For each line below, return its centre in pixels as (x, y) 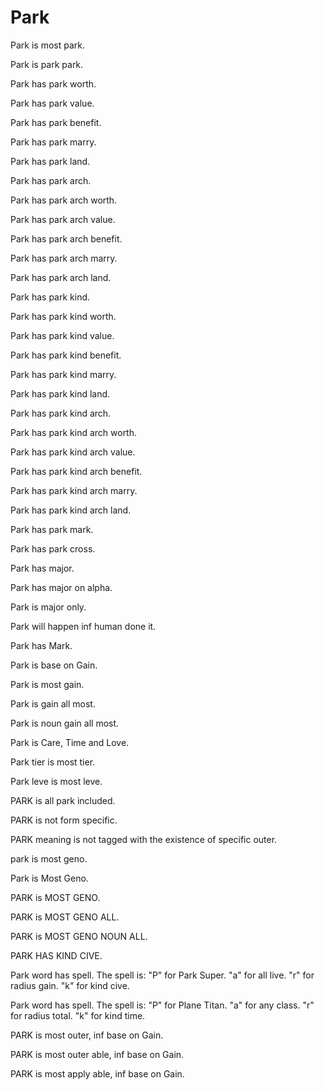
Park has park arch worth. (64, 200)
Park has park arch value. (63, 219)
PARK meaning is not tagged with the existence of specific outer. (144, 839)
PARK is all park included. (63, 800)
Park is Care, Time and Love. (70, 742)
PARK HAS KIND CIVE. (56, 955)
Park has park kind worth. (63, 316)
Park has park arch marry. (64, 258)
